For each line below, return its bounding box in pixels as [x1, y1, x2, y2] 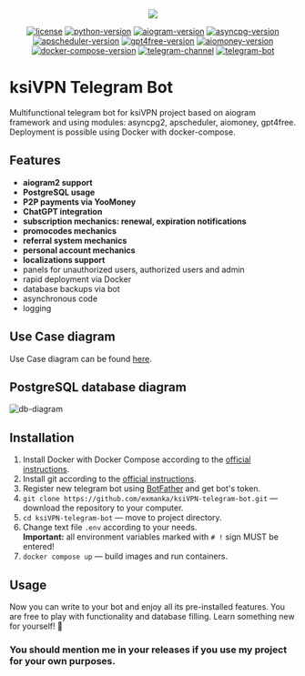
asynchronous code [22, 293, 98, 304]
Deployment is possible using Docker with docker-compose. [9, 126, 236, 137]
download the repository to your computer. [22, 502, 184, 513]
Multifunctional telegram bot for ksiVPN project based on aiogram [9, 106, 257, 117]
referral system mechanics [22, 235, 127, 246]
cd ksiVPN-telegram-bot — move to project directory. [22, 512, 222, 523]
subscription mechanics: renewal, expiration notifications [22, 216, 248, 227]
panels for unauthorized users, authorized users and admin [22, 264, 246, 275]
